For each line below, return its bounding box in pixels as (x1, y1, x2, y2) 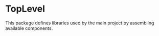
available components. (5, 25, 53, 31)
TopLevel (5, 3, 45, 15)
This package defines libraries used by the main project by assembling (5, 20, 154, 26)
